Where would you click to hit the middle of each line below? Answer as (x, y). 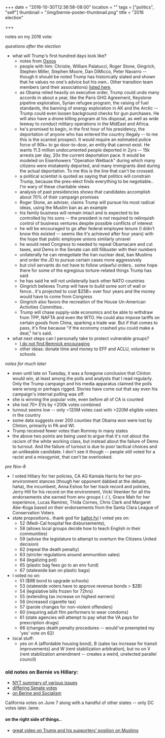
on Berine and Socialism (37, 693)
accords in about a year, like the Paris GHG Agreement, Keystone (85, 98)
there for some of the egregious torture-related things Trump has (85, 270)
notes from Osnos (38, 61)
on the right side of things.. (33, 719)
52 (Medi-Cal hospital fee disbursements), (63, 523)
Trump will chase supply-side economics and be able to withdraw (86, 312)
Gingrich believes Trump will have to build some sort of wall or (83, 286)
